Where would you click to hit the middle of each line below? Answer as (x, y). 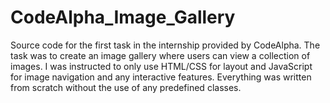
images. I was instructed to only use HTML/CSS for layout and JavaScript (161, 66)
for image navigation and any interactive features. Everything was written (161, 77)
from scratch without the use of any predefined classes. (126, 87)
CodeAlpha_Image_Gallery (123, 17)
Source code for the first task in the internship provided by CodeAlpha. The (165, 45)
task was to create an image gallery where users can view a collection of (160, 55)
